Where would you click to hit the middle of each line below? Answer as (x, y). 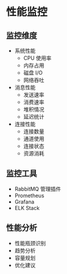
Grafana (24, 202)
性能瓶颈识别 (30, 243)
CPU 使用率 (37, 58)
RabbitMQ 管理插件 (38, 189)
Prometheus (29, 195)
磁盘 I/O (33, 73)
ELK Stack (27, 208)
